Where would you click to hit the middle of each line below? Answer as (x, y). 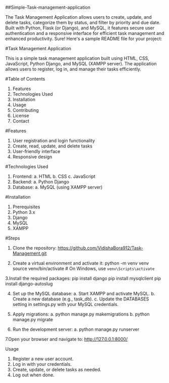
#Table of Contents (25, 79)
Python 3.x (24, 212)
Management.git (30, 253)
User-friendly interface (36, 151)
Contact (21, 121)
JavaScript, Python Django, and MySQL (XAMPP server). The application (81, 64)
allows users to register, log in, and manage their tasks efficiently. (73, 69)
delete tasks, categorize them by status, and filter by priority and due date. (83, 23)
